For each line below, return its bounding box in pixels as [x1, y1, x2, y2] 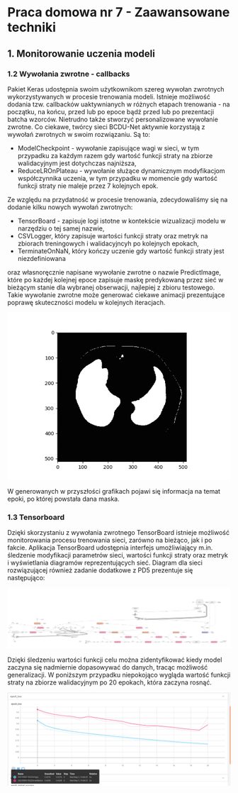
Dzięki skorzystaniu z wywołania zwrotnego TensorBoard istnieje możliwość [7, 528, 230, 537]
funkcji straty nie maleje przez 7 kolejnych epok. [17, 182, 159, 190]
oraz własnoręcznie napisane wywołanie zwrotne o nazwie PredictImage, [7, 267, 222, 277]
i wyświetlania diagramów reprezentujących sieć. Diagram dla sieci [7, 558, 203, 567]
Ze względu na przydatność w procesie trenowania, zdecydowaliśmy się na [7, 195, 228, 204]
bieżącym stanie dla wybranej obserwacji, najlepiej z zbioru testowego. [7, 283, 215, 292]
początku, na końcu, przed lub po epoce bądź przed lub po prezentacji [7, 107, 215, 116]
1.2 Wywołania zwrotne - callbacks [7, 69, 130, 79]
